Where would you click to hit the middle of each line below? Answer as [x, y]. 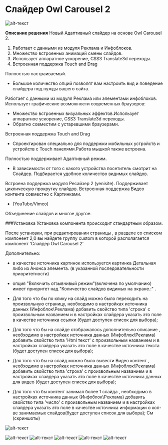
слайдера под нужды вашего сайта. [51, 88]
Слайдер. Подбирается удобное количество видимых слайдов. [80, 174]
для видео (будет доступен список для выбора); [64, 382]
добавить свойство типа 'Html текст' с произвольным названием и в [86, 340]
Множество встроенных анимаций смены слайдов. [67, 53]
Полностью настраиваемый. [36, 73]
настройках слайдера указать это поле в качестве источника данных [87, 376]
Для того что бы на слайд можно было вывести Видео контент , [81, 360]
